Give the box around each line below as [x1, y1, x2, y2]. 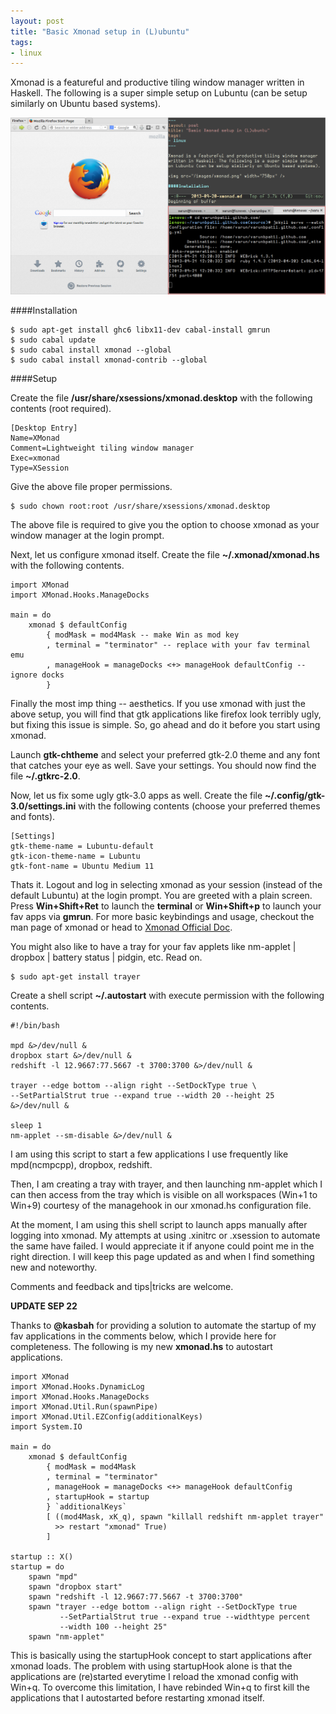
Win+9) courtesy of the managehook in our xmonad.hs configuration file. [10, 1200, 312, 1212]
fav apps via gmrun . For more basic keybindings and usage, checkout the [10, 911, 315, 923]
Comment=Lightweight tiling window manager [10, 443, 195, 454]
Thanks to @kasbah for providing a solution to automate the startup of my [10, 1320, 317, 1332]
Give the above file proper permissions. [10, 481, 173, 493]
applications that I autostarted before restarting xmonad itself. [10, 1692, 265, 1704]
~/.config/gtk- [264, 790, 326, 802]
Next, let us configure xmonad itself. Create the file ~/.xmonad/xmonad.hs [10, 549, 320, 561]
